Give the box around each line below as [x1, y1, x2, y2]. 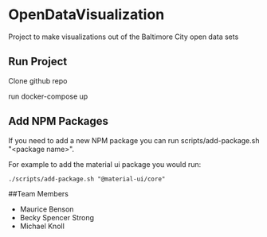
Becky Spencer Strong [19, 212, 94, 222]
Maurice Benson [19, 204, 74, 214]
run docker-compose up [8, 91, 88, 101]
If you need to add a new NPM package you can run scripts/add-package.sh [8, 135, 260, 145]
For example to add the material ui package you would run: [8, 159, 202, 169]
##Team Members [8, 188, 69, 198]
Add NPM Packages [8, 115, 109, 128]
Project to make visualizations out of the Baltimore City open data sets [8, 32, 239, 41]
